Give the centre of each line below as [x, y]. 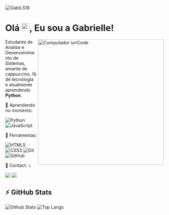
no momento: [19, 110]
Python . [14, 95]
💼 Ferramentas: [21, 135]
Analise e [15, 47]
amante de [16, 68]
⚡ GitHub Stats [28, 193]
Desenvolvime [20, 52]
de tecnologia [19, 79]
